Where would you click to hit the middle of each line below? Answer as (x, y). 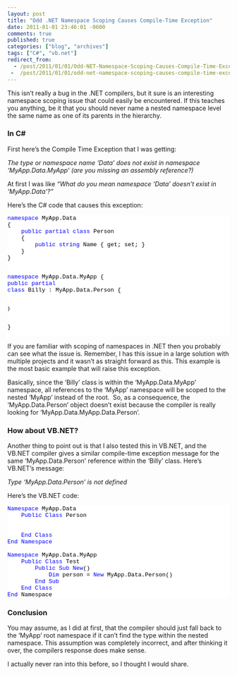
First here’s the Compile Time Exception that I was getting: (92, 149)
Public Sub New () (62, 568)
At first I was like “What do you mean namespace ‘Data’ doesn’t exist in (112, 183)
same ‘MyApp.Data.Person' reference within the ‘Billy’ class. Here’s (105, 461)
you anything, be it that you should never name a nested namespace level (114, 108)
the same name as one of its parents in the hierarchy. (85, 115)
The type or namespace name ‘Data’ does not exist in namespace (104, 162)
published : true (31, 40)
